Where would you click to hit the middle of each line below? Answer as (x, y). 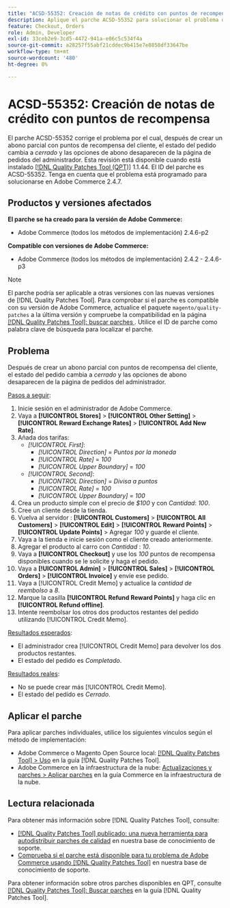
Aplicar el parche (45, 716)
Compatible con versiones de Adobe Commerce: (78, 246)
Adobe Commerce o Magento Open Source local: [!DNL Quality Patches (119, 753)
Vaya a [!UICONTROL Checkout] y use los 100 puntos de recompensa (116, 554)
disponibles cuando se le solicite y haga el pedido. (88, 562)
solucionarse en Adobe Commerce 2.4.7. (65, 181)
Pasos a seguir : (29, 395)
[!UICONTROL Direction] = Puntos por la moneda (107, 452)
